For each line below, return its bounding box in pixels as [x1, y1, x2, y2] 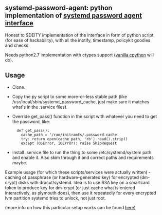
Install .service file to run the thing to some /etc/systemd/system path [12, 149, 152, 155]
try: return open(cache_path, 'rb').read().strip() [21, 137, 128, 141]
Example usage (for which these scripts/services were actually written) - [5, 169, 151, 175]
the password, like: [12, 118, 50, 124]
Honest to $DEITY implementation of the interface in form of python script [5, 32, 154, 38]
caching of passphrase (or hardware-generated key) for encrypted [5, 174, 139, 180]
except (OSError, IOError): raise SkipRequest [21, 141, 117, 146]
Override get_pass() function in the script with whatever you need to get [12, 113, 157, 119]
